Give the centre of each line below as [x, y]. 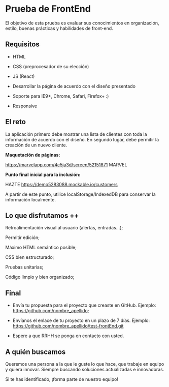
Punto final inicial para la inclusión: [43, 174]
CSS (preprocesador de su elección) [51, 66]
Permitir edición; [22, 237]
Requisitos [22, 44]
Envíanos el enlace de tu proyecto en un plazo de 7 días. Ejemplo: [81, 320]
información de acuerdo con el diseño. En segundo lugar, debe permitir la [82, 139]
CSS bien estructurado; [30, 257]
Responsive [25, 106]
